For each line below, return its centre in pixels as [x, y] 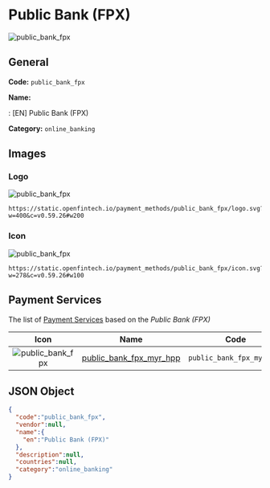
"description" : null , [50, 455]
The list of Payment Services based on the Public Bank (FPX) [110, 319]
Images [27, 154]
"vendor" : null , [41, 425]
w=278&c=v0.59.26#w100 [46, 275]
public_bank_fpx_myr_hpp [131, 358]
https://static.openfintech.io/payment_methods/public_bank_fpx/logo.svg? [136, 209]
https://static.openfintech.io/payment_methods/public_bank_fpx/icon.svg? [136, 268]
